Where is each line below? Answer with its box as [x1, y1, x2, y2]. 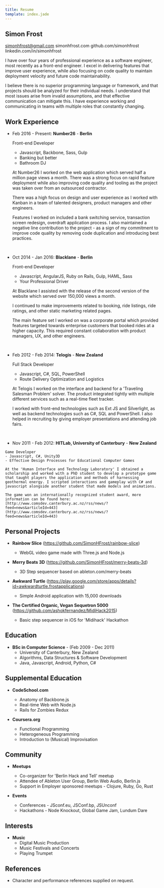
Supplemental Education [5, 674, 82, 682]
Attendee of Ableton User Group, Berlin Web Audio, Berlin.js [19, 778, 141, 784]
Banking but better [19, 155, 57, 161]
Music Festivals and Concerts [19, 845, 79, 851]
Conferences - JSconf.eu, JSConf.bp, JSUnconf [19, 802, 117, 808]
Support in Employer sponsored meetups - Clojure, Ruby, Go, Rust [19, 783, 153, 789]
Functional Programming [19, 726, 70, 732]
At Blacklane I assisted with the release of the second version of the [12, 288, 149, 294]
